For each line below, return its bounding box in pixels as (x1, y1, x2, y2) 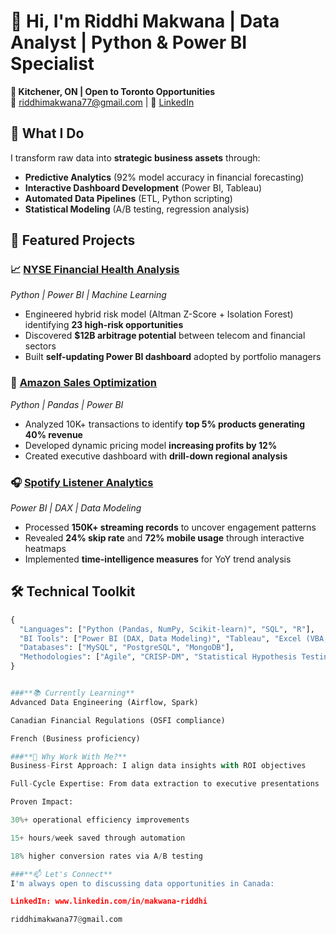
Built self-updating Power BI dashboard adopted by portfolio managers (24, 351, 322, 363)
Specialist (10, 53, 95, 75)
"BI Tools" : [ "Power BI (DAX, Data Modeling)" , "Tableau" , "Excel (19, 633, 302, 644)
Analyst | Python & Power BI (10, 31, 248, 54)
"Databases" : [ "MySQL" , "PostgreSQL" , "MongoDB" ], (19, 643, 235, 653)
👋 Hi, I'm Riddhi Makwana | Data (10, 10, 280, 33)
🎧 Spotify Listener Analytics (10, 475, 154, 489)
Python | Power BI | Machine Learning (10, 289, 167, 301)
